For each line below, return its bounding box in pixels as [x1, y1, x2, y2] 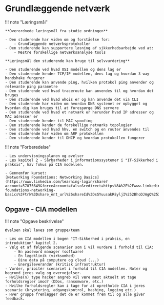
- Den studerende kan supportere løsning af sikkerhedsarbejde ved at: [5, 45, 154, 50]
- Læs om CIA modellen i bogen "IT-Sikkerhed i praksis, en [5, 236, 130, 241]
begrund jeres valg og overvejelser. [5, 270, 82, 275]
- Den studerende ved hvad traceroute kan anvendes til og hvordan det [5, 88, 154, 93]
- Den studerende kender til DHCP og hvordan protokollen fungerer [5, 135, 145, 140]
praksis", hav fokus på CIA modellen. [5, 162, 84, 167]
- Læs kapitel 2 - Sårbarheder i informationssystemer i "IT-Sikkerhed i [5, 157, 159, 163]
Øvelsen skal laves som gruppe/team [5, 228, 80, 233]
